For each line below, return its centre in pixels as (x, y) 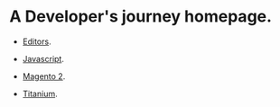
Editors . (37, 41)
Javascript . (43, 58)
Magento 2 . (44, 76)
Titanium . (40, 94)
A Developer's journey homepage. (141, 17)
